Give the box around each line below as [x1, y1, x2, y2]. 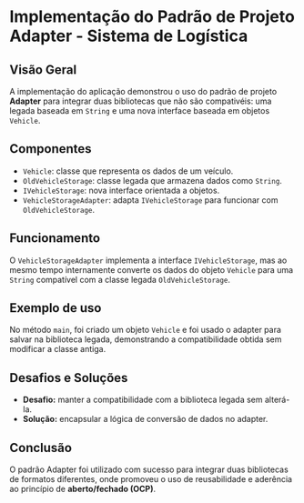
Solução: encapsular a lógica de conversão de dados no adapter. [22, 414, 269, 425]
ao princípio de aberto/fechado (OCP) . [9, 484, 157, 495]
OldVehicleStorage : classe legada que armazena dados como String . [22, 175, 282, 186]
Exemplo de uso [9, 300, 102, 316]
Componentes [9, 141, 93, 156]
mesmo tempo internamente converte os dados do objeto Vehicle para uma [9, 264, 294, 275]
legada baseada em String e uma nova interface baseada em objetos [9, 106, 270, 116]
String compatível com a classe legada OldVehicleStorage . [9, 274, 230, 285]
